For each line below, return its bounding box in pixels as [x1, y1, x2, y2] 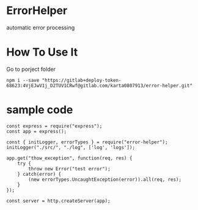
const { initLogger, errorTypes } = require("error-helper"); [6, 139, 168, 145]
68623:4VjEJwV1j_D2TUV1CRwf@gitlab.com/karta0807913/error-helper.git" [6, 82, 193, 89]
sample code [6, 103, 73, 117]
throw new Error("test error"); [28, 165, 111, 172]
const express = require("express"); [6, 123, 103, 129]
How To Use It [6, 45, 78, 59]
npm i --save [6, 77, 40, 83]
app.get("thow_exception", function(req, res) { [6, 155, 133, 161]
